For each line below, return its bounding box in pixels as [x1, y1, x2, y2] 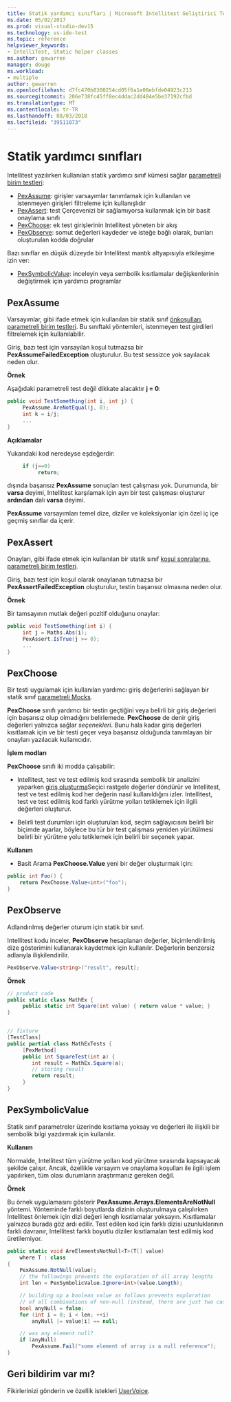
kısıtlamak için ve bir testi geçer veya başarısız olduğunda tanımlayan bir [7, 728, 212, 736]
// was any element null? [19, 1330, 94, 1337]
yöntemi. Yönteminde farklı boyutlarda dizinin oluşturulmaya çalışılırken [7, 1205, 208, 1213]
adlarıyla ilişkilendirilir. [7, 950, 70, 959]
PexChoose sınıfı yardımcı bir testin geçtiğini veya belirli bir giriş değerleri [7, 706, 217, 714]
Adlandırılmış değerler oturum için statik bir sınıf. [7, 923, 144, 931]
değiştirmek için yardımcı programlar [16, 277, 122, 286]
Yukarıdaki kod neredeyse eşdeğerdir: [7, 449, 115, 458]
